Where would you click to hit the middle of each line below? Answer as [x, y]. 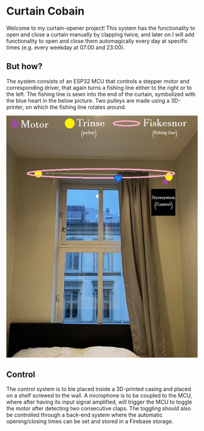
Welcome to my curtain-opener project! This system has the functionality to [101, 28]
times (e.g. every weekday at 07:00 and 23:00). [66, 47]
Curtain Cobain [46, 11]
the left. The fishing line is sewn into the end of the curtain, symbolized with [101, 94]
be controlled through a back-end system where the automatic [84, 415]
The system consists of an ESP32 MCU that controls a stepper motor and [98, 81]
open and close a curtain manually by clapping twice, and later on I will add [100, 34]
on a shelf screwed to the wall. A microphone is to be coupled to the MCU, [99, 396]
